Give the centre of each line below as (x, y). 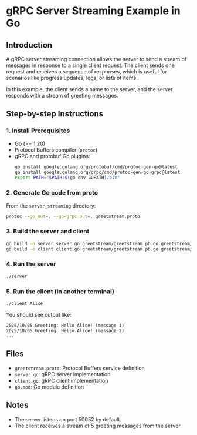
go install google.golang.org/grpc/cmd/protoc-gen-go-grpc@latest (97, 172)
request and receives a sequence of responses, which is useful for (86, 71)
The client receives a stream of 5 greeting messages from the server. (98, 426)
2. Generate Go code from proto (52, 193)
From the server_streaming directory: (51, 205)
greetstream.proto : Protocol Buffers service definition (80, 368)
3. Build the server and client (48, 232)
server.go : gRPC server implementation (62, 374)
